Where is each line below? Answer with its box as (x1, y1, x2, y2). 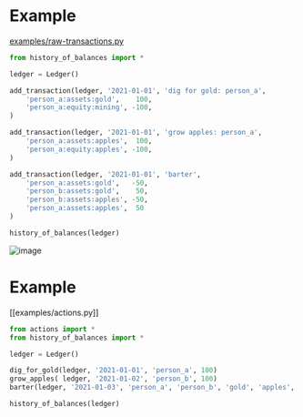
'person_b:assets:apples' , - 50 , (25, 195, 148, 205)
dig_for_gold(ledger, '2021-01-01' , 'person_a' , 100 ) (9, 366, 218, 375)
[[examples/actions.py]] (9, 307, 99, 318)
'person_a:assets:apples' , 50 (25, 204, 145, 213)
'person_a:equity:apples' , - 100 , (25, 145, 153, 154)
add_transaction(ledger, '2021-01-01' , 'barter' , (9, 169, 202, 178)
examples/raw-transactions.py (9, 36, 125, 46)
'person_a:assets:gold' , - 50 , (25, 178, 148, 188)
